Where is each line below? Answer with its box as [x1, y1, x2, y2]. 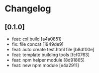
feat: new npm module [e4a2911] [11, 63, 79, 68]
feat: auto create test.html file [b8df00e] [11, 47, 95, 52]
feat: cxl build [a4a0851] [11, 36, 62, 42]
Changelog [4, 3, 51, 14]
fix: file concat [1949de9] [11, 41, 64, 47]
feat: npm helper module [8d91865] [11, 57, 85, 63]
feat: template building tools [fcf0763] [11, 52, 90, 58]
